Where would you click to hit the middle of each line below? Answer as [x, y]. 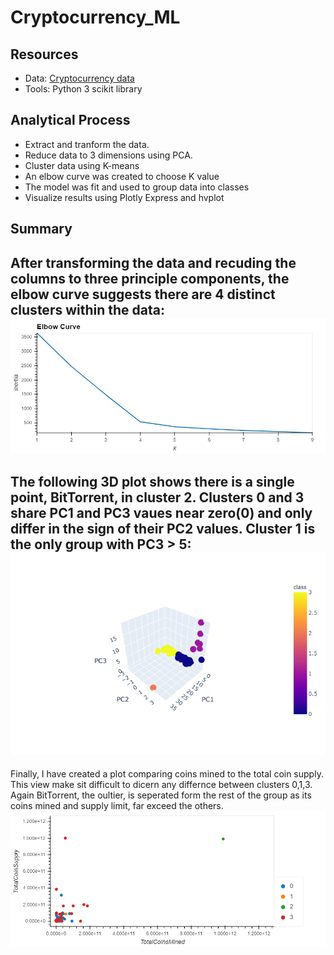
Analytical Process [70, 120]
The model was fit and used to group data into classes [137, 187]
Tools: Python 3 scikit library [83, 89]
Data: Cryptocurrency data [79, 78]
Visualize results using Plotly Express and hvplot [124, 197]
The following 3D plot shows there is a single [152, 482]
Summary [41, 229]
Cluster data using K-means [82, 165]
